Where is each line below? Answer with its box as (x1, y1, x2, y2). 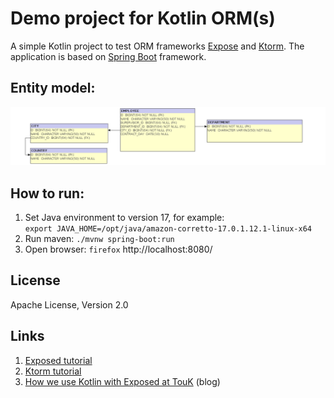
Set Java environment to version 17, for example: (24, 212, 225, 224)
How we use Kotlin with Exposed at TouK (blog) (24, 375, 221, 387)
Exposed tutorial (24, 354, 93, 366)
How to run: (10, 185, 85, 202)
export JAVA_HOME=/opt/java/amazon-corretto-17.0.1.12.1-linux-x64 (24, 224, 312, 234)
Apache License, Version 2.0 (10, 298, 129, 311)
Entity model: (10, 80, 96, 97)
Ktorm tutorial (24, 365, 82, 377)
